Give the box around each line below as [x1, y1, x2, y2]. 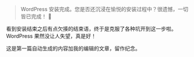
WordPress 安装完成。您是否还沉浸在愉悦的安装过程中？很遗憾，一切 [20, 6, 189, 12]
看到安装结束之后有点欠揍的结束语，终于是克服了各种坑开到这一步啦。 [6, 26, 177, 32]
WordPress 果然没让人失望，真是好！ [6, 33, 96, 40]
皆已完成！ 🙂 [20, 13, 52, 20]
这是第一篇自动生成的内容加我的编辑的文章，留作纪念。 [6, 45, 140, 52]
